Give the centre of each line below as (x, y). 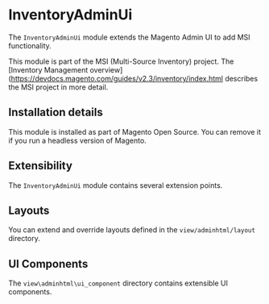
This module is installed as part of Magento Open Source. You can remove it (135, 131)
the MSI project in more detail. (58, 87)
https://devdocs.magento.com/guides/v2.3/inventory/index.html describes (134, 78)
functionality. (30, 45)
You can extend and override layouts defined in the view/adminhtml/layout (132, 230)
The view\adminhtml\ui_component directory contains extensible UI (118, 283)
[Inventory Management (48, 69)
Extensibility (40, 166)
